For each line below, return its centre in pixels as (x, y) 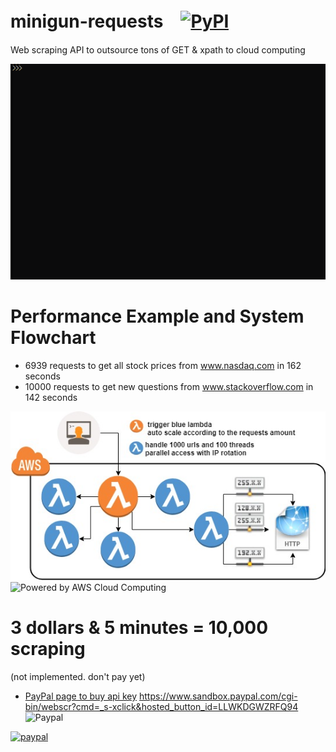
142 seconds (51, 397)
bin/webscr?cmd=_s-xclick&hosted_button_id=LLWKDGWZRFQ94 (161, 706)
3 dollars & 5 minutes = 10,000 (139, 628)
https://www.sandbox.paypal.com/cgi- (218, 696)
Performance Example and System (157, 316)
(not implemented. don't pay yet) (78, 676)
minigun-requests (87, 21)
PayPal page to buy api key (81, 696)
